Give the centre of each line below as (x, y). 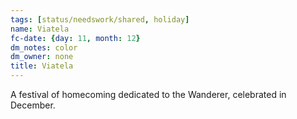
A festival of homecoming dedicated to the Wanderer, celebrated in (148, 94)
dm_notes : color (44, 47)
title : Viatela (42, 66)
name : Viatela (40, 29)
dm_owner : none (42, 57)
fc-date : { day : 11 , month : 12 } (75, 38)
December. (33, 105)
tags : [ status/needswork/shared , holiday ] (100, 19)
